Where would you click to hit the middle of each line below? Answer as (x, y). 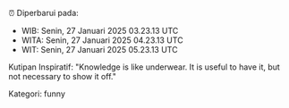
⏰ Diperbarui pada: (44, 13)
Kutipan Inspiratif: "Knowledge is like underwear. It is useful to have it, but (144, 67)
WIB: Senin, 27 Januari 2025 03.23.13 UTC (100, 31)
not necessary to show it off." (63, 76)
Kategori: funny (37, 94)
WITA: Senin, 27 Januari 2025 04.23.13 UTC (102, 40)
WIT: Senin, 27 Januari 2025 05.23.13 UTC (99, 50)
